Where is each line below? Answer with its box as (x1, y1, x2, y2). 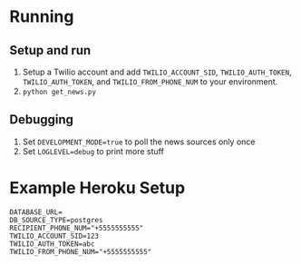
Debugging (9, 112, 74, 128)
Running (9, 6, 74, 27)
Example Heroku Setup (9, 178, 186, 198)
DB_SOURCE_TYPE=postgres (9, 215, 103, 224)
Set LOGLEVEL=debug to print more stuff (22, 145, 165, 156)
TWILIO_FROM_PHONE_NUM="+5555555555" (9, 247, 152, 256)
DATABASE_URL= (9, 207, 63, 217)
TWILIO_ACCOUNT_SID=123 (9, 231, 100, 240)
